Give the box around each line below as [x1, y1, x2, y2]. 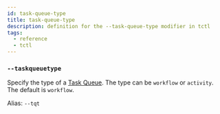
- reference [13, 36, 48, 43]
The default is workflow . [7, 86, 74, 94]
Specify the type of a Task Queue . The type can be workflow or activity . [7, 78, 214, 87]
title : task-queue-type [7, 16, 76, 23]
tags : [7, 29, 23, 36]
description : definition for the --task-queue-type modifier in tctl [7, 23, 211, 30]
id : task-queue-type [7, 10, 67, 17]
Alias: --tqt [7, 99, 40, 107]
